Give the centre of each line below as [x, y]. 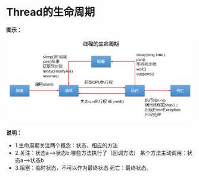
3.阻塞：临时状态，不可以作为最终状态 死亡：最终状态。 [83, 167]
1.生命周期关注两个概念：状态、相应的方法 [66, 145]
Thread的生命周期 [51, 12]
